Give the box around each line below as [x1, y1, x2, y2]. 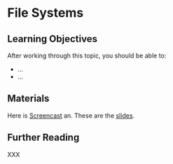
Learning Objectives [7, 33, 98, 45]
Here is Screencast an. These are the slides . [7, 111, 135, 120]
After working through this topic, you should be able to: [7, 51, 167, 60]
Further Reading [7, 132, 80, 144]
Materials [7, 93, 50, 104]
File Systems [7, 5, 84, 21]
